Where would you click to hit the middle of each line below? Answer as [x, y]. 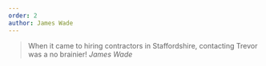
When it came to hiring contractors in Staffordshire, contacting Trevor [143, 45]
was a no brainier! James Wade [80, 54]
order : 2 [23, 16]
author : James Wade [41, 23]
